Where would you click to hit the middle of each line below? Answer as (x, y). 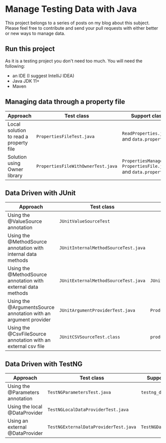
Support (141, 116)
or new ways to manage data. (35, 33)
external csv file (26, 346)
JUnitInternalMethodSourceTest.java (102, 248)
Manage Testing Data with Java (71, 9)
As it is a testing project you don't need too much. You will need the (74, 61)
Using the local (25, 407)
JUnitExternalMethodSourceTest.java (102, 281)
